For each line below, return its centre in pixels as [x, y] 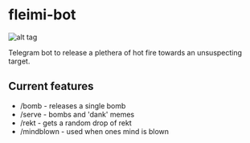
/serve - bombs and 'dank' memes [77, 114]
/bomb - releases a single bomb [73, 105]
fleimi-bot [42, 15]
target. [19, 61]
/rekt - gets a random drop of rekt [76, 123]
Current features [51, 86]
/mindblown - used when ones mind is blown [94, 131]
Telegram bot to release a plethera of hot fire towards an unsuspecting [125, 52]
